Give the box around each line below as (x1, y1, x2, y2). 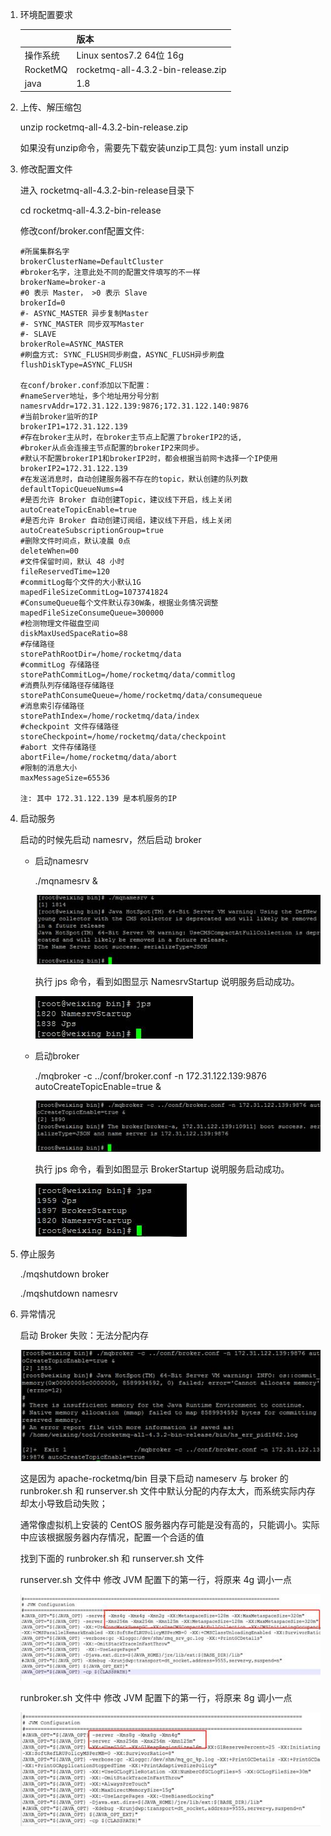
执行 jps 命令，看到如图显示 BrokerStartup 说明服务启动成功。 (34, 1163, 290, 1175)
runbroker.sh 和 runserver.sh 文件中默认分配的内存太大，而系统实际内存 (19, 1485, 316, 1497)
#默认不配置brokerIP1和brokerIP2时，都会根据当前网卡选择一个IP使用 (19, 453, 278, 463)
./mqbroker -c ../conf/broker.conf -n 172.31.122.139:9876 (34, 1069, 267, 1082)
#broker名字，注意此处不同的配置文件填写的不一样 (19, 267, 201, 277)
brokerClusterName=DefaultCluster (19, 256, 164, 267)
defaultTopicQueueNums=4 (19, 484, 124, 494)
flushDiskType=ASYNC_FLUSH (19, 359, 133, 370)
